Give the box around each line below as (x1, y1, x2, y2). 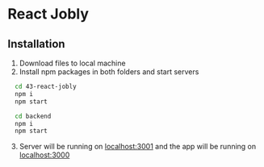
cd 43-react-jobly (15, 82, 78, 90)
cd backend (15, 112, 52, 120)
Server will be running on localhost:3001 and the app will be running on (19, 142, 257, 152)
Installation (7, 37, 65, 51)
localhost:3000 (19, 150, 70, 160)
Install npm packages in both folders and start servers (19, 67, 199, 77)
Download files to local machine (19, 58, 126, 68)
